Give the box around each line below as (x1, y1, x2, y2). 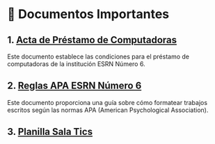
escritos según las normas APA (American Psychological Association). (7, 106, 209, 114)
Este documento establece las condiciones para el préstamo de (7, 52, 190, 61)
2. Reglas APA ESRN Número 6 (7, 80, 142, 92)
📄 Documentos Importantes (7, 6, 170, 22)
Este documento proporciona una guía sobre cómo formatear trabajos (7, 98, 207, 106)
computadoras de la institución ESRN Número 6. (7, 60, 145, 68)
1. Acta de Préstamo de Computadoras (7, 34, 177, 46)
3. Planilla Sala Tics (7, 126, 93, 138)
